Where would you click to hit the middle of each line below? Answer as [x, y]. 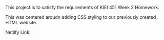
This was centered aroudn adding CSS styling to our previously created [81, 17]
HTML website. [21, 23]
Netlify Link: [18, 32]
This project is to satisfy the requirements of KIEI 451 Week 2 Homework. [83, 7]
